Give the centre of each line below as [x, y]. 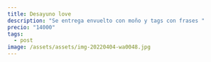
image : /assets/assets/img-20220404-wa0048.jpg [79, 47]
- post [23, 41]
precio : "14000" [31, 27]
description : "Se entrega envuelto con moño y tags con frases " [106, 21]
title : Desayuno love [39, 14]
